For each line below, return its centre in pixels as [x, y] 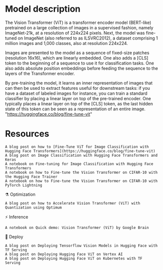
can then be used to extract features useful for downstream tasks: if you [78, 88]
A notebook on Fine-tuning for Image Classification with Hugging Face [79, 164]
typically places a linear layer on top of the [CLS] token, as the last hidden [79, 104]
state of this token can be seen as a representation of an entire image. [75, 109]
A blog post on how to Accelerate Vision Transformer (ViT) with [72, 203]
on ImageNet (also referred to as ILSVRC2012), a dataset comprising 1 [88, 38]
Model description [43, 9]
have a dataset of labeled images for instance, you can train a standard [76, 93]
